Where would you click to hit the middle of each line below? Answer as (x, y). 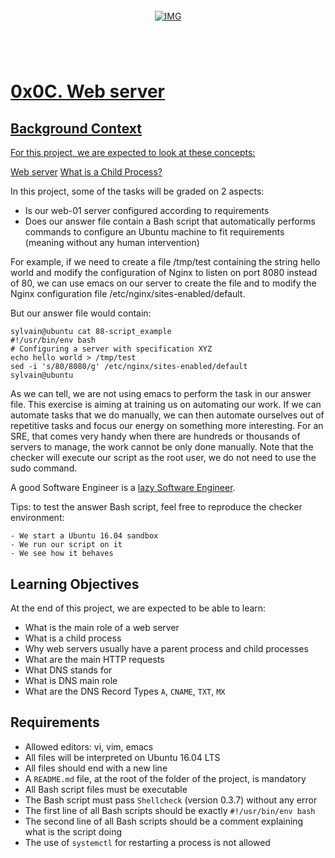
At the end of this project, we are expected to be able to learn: (138, 608)
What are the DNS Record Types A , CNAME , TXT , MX (125, 691)
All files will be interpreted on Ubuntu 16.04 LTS (122, 757)
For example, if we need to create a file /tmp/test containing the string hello (165, 262)
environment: (37, 518)
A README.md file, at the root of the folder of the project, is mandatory (165, 778)
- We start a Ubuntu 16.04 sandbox (84, 536)
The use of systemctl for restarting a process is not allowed (147, 842)
